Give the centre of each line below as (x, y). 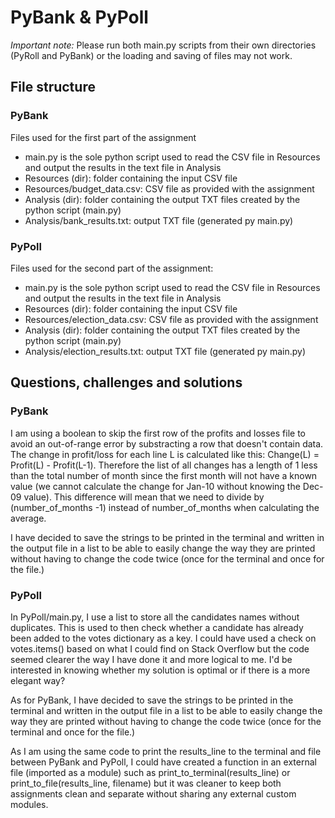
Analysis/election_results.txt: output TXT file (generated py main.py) (165, 351)
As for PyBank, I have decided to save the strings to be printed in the (152, 700)
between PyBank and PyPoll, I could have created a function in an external (163, 762)
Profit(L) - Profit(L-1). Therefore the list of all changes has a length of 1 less (164, 465)
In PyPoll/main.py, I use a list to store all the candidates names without (155, 617)
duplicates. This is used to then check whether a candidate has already (157, 627)
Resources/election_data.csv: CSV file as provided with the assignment (171, 319)
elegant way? (38, 680)
